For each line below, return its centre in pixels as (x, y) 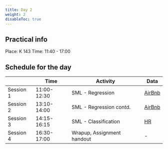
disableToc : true (23, 19)
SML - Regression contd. (101, 107)
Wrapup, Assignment (96, 133)
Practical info (26, 39)
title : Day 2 (19, 10)
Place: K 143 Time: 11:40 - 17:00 (38, 51)
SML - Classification (96, 121)
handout (81, 139)
